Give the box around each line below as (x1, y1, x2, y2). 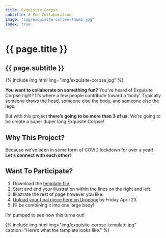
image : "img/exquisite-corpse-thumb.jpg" (5, 17, 95, 22)
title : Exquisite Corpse (5, 7, 58, 13)
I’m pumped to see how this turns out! (5, 212, 85, 218)
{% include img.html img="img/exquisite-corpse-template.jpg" (5, 222, 136, 228)
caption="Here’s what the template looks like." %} (5, 227, 110, 233)
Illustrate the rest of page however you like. (12, 191, 104, 197)
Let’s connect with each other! (5, 152, 71, 158)
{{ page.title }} (5, 44, 68, 55)
